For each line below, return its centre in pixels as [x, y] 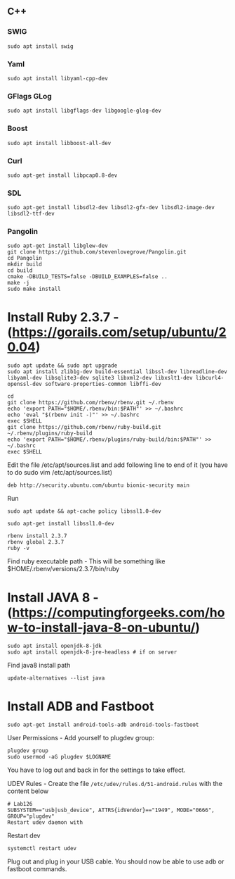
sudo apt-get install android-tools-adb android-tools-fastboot [103, 725]
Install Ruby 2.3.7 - [63, 317]
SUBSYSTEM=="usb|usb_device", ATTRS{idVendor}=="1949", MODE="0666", [111, 810]
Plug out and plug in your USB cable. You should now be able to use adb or [116, 861]
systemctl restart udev [42, 849]
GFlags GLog [30, 96]
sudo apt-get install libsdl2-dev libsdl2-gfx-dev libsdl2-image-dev [111, 208]
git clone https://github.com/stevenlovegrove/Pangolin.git [97, 252]
